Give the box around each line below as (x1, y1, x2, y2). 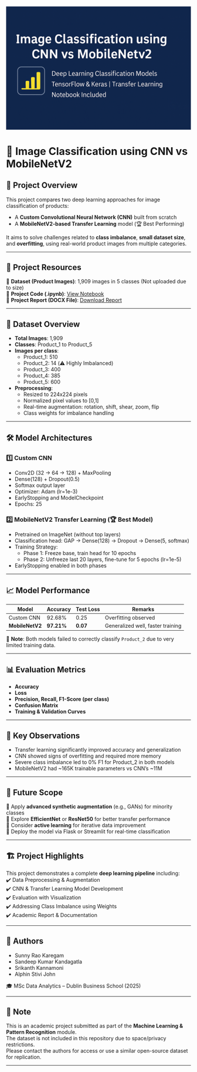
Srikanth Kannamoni (14, 964, 64, 971)
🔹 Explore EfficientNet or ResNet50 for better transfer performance (6, 816, 171, 823)
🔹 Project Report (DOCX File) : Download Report (6, 297, 122, 304)
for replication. (6, 1054, 42, 1061)
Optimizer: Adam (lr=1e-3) (14, 488, 78, 495)
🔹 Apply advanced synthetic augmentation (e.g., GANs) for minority (6, 803, 173, 810)
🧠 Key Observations (6, 731, 80, 740)
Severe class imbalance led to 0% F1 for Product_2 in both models (14, 759, 175, 766)
